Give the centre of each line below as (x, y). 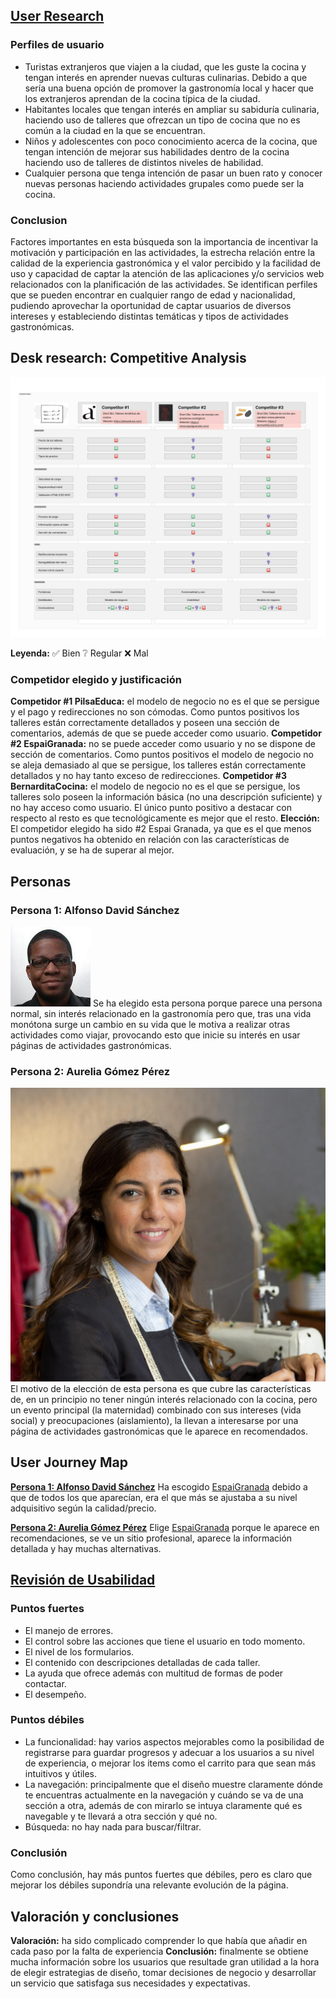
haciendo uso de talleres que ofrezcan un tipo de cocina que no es (162, 120)
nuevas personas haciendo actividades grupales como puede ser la (164, 183)
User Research (57, 16)
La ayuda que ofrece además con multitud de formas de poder (154, 1673)
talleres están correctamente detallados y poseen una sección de (145, 723)
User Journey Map (69, 1462)
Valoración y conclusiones (95, 1916)
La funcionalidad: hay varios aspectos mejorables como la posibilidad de (174, 1741)
